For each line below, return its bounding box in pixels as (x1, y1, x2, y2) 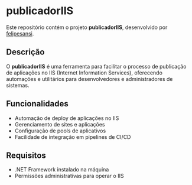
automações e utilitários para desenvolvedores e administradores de (6, 75, 173, 82)
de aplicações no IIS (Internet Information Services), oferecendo (6, 69, 162, 76)
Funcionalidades (6, 99, 69, 109)
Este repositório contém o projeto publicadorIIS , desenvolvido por (6, 24, 168, 31)
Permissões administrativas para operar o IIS (14, 173, 124, 180)
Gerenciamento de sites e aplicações (14, 121, 105, 128)
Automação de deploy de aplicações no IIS (14, 114, 119, 122)
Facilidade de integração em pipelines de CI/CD (14, 133, 131, 140)
